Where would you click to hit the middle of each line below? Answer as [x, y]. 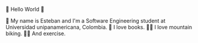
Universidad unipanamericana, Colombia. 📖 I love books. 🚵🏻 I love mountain [99, 27]
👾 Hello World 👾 [25, 9]
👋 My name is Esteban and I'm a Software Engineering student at [86, 21]
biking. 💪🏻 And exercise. [36, 33]
